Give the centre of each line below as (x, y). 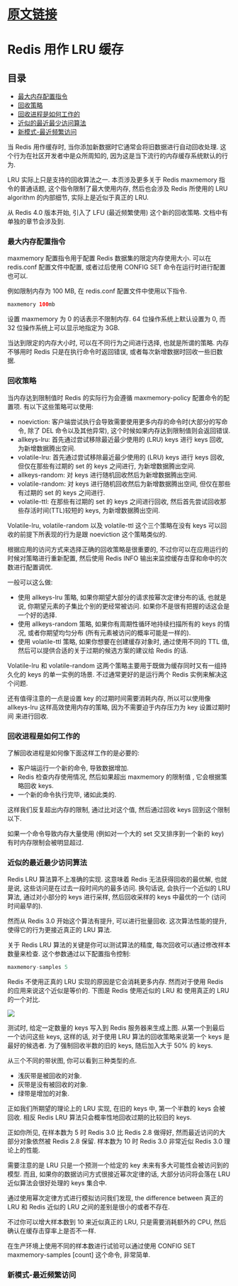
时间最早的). (25, 906)
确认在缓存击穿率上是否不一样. (52, 1231)
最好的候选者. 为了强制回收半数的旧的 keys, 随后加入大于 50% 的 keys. (110, 1046)
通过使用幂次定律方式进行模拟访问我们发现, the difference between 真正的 (115, 1198)
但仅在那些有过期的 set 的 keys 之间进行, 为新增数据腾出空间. (107, 466)
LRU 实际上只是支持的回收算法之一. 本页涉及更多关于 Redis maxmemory (112, 180)
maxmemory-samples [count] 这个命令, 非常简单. (79, 1255)
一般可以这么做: (30, 582)
